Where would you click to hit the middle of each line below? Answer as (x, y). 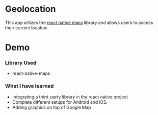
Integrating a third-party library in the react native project (70, 97)
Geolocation (31, 9)
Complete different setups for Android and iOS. (60, 102)
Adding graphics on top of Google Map (52, 107)
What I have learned (29, 86)
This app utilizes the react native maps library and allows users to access (79, 23)
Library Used (21, 63)
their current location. (27, 27)
